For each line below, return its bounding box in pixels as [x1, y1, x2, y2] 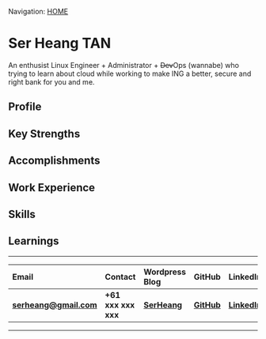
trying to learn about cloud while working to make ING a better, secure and [8, 69, 252, 78]
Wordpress [143, 266, 186, 277]
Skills [8, 207, 36, 220]
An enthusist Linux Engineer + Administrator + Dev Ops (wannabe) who [8, 60, 240, 70]
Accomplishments [8, 154, 101, 168]
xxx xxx [104, 299, 135, 311]
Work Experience [8, 181, 96, 194]
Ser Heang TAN [8, 35, 112, 52]
